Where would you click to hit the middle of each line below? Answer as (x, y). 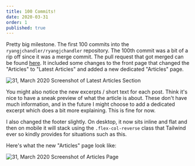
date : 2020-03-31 (27, 17)
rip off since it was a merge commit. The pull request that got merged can (95, 57)
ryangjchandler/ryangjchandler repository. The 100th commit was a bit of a (97, 51)
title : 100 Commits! (31, 11)
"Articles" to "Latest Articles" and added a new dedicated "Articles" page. (95, 69)
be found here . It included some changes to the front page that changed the (98, 63)
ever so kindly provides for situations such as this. (66, 134)
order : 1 (17, 22)
